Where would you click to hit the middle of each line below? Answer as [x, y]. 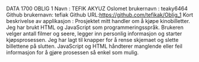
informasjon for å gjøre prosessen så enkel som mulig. [72, 52]
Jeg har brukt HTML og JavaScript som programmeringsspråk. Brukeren [95, 27]
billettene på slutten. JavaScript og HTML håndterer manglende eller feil [94, 46]
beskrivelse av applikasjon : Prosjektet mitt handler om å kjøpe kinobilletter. [98, 21]
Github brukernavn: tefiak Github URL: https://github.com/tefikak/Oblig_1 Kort [100, 15]
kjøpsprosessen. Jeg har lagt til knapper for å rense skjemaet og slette [92, 40]
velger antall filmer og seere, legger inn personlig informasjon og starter [94, 34]
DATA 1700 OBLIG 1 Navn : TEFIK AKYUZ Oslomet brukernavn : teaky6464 [97, 9]
